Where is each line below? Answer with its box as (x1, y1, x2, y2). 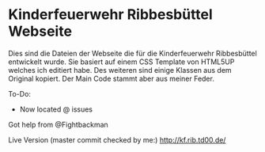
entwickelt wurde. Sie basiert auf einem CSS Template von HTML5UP (8, 57, 235, 66)
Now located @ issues (19, 104, 93, 114)
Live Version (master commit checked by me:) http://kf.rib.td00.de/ (8, 135, 226, 144)
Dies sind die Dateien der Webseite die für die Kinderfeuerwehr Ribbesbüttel (8, 48, 257, 58)
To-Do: (8, 89, 32, 98)
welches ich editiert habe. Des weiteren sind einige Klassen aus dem (8, 65, 232, 74)
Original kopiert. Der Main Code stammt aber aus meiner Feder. (8, 74, 215, 83)
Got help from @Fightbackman (8, 120, 108, 129)
